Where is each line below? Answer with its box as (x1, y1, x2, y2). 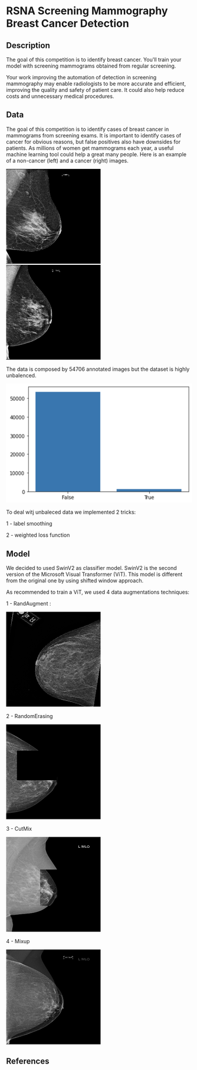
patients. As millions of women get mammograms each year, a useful (6, 144, 174, 152)
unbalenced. (6, 371, 37, 379)
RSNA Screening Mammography (6, 4, 168, 18)
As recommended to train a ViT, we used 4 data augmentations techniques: (6, 588, 190, 596)
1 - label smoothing (6, 520, 52, 527)
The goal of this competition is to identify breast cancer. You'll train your (6, 56, 182, 63)
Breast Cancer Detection (6, 17, 130, 30)
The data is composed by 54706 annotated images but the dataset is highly (6, 366, 190, 373)
